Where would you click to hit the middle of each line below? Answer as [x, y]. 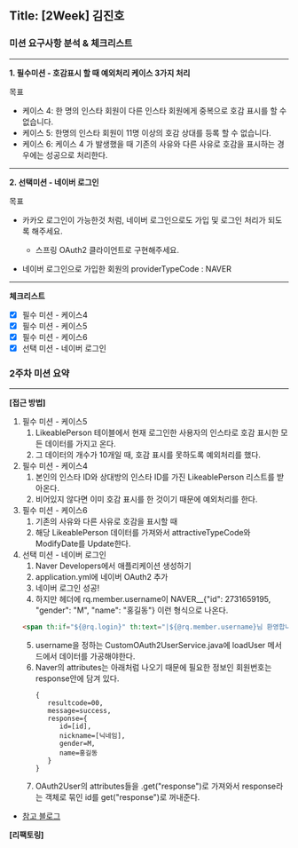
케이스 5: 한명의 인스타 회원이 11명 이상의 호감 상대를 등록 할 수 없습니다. [147, 132]
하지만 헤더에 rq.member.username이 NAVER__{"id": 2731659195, [153, 599]
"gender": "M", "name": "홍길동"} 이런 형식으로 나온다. [132, 610]
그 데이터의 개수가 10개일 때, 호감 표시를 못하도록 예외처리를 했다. [148, 455]
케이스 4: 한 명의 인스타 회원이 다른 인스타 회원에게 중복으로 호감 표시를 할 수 [154, 110]
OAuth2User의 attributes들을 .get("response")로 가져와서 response [156, 786]
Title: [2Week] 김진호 [67, 16]
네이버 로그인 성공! [67, 588]
